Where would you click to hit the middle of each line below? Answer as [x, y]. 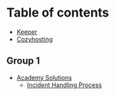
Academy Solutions [44, 77]
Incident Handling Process [64, 85]
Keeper [27, 32]
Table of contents [58, 13]
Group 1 [23, 61]
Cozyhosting [35, 39]
